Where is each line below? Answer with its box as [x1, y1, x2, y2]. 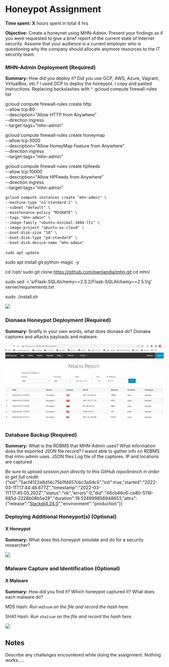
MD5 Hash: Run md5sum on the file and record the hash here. [5, 604, 130, 610]
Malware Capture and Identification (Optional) [5, 565, 120, 572]
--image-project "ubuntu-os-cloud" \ [5, 225, 84, 230]
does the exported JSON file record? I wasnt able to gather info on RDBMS [5, 448, 160, 454]
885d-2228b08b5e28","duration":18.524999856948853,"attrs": [5, 495, 137, 502]
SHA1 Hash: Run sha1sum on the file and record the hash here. [5, 614, 133, 620]
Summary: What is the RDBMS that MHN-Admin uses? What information [5, 443, 156, 449]
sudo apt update [5, 251, 39, 256]
